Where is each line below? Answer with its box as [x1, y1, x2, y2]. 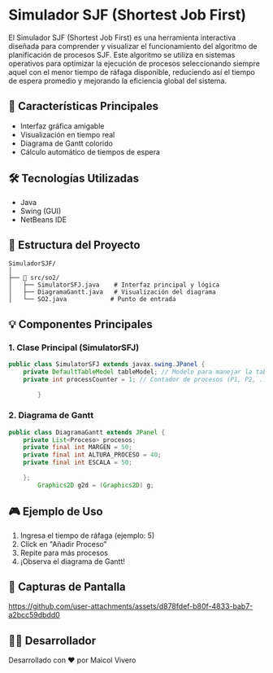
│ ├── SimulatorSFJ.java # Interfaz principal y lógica [8, 281, 220, 290]
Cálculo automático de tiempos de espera [19, 146, 161, 156]
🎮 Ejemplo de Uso [8, 505, 103, 518]
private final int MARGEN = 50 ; [23, 444, 132, 452]
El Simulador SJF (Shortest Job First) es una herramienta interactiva [8, 33, 236, 42]
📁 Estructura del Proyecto [8, 238, 141, 251]
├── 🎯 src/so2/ [8, 274, 60, 282]
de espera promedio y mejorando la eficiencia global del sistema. [8, 76, 227, 85]
